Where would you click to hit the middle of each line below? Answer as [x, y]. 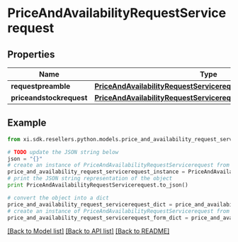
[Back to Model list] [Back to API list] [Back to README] [89, 231]
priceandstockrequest [49, 98]
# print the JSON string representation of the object [90, 179]
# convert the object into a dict [58, 198]
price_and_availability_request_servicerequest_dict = [90, 204]
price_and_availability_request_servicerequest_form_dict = [98, 218]
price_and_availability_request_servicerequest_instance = [96, 172]
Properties [31, 54]
